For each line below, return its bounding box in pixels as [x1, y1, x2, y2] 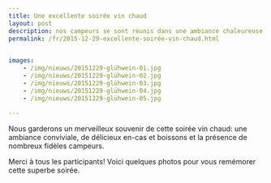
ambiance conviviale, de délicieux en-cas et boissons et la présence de [8, 133, 247, 143]
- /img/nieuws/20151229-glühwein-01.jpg [23, 64, 161, 73]
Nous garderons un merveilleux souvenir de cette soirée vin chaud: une [8, 124, 247, 134]
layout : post [8, 19, 53, 28]
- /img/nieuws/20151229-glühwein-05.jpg [23, 94, 161, 102]
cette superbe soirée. [8, 165, 80, 175]
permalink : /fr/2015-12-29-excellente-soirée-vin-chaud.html [8, 34, 220, 43]
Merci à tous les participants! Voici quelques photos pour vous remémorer [8, 157, 256, 167]
